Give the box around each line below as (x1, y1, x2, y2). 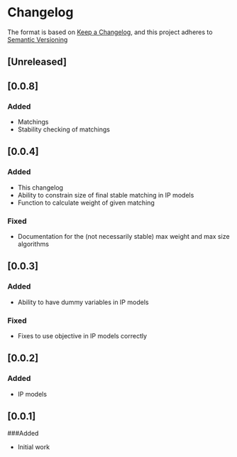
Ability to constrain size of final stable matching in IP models (17, 190, 194, 199)
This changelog (17, 183, 64, 192)
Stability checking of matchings (17, 125, 110, 134)
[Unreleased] (7, 56, 67, 68)
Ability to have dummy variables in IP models (17, 298, 149, 306)
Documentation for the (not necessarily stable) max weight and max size (17, 232, 230, 240)
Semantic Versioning (7, 35, 68, 43)
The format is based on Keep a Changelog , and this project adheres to (7, 28, 213, 36)
